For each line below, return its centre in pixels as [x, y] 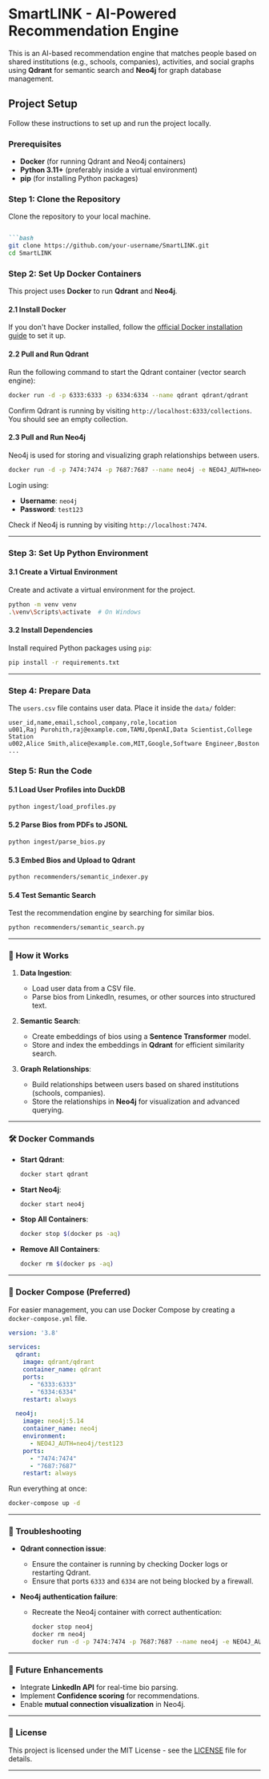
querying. [48, 1110]
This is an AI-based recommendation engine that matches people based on [132, 53]
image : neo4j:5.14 [53, 1421]
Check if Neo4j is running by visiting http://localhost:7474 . [108, 525]
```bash [21, 238]
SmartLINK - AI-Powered [92, 14]
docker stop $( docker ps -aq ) [70, 1234]
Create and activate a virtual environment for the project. [102, 590]
